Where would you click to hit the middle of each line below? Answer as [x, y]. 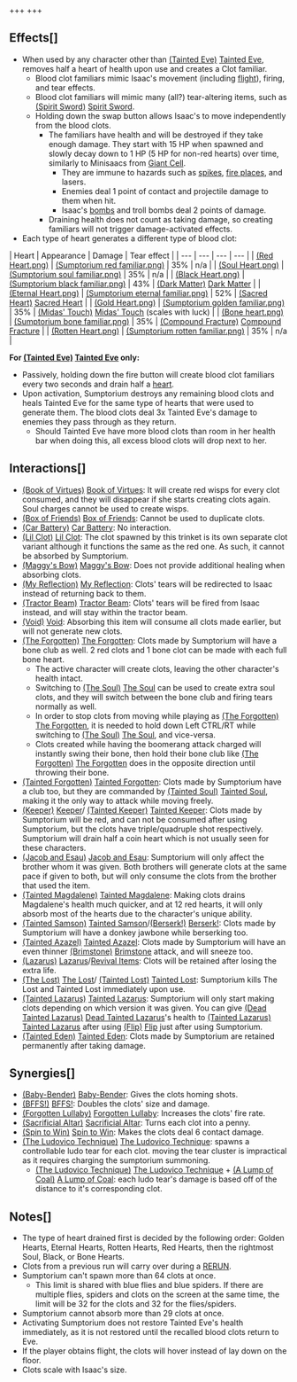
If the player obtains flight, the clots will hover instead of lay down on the [154, 1351]
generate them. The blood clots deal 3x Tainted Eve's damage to [140, 412]
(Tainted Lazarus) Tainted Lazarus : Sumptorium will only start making [148, 998]
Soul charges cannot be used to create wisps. [106, 508]
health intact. [59, 678]
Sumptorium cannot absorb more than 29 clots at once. [123, 1314]
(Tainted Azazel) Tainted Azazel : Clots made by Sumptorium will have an [154, 941]
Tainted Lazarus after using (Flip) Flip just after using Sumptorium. [142, 1027]
